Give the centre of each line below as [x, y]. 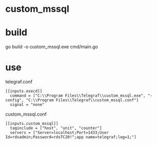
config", [15, 100]
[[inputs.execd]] [24, 91]
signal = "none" [27, 105]
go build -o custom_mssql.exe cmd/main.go [52, 47]
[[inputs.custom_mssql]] [32, 124]
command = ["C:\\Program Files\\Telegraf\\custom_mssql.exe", [78, 96]
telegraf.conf [19, 82]
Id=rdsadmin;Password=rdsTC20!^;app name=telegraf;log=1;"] [71, 137]
